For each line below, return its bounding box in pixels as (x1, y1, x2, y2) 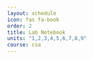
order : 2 (7, 22, 32, 29)
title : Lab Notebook (7, 28, 66, 36)
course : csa (7, 41, 41, 48)
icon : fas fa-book (7, 16, 59, 23)
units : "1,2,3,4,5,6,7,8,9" (7, 35, 88, 42)
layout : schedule (7, 9, 57, 17)
